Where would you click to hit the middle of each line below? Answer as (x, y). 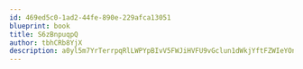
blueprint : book (40, 26)
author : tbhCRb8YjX (46, 43)
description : (34, 51)
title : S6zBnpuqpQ (44, 34)
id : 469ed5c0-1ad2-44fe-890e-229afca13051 (90, 17)
